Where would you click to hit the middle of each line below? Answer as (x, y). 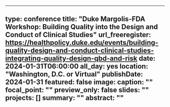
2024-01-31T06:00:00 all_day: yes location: (77, 66)
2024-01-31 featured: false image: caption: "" (79, 82)
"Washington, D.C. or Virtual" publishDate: (74, 74)
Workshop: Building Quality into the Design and (82, 27)
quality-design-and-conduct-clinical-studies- (80, 51)
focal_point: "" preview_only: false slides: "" (77, 90)
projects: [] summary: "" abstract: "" (65, 98)
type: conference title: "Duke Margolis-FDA (75, 19)
